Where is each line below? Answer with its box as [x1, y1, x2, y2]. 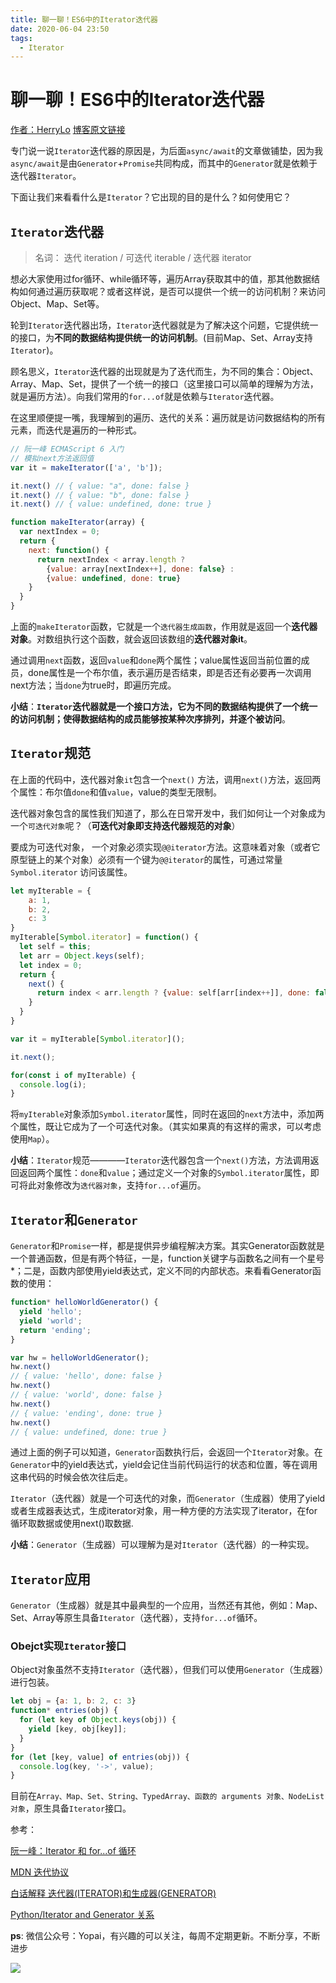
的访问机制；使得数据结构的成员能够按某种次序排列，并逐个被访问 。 [10, 713, 291, 725]
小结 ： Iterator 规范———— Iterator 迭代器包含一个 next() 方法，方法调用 [10, 1154, 311, 1166]
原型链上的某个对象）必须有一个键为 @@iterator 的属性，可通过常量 [10, 853, 283, 865]
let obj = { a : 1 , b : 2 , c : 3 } [10, 1696, 137, 1706]
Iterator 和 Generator [10, 1211, 138, 1228]
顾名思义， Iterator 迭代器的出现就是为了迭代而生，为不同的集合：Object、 [10, 366, 319, 377]
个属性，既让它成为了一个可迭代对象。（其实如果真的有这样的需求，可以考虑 [10, 1121, 322, 1133]
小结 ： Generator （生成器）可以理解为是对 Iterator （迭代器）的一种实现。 [10, 1539, 315, 1551]
